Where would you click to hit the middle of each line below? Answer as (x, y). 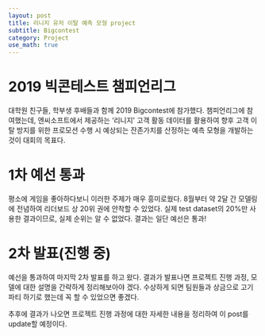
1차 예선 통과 (47, 175)
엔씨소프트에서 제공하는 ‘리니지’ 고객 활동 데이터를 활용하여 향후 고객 (143, 121)
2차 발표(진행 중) (60, 254)
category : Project (38, 38)
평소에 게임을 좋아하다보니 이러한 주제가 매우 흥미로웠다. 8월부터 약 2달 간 (122, 199)
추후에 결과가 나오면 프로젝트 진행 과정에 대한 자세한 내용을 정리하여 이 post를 (129, 314)
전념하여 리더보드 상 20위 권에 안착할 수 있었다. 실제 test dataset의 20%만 (132, 209)
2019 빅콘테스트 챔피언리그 (92, 87)
